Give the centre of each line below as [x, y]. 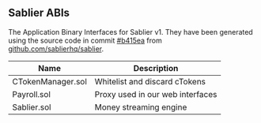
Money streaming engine [141, 107]
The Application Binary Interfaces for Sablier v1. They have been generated [130, 32]
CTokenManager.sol [49, 81]
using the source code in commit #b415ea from [85, 40]
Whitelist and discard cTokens [150, 81]
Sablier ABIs [39, 13]
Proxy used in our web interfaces [156, 94]
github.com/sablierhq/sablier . [56, 48]
